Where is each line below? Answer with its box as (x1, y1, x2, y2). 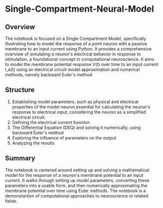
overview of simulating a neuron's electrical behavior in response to (5, 51, 141, 57)
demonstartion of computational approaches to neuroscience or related (5, 193, 148, 199)
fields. (5, 198, 18, 204)
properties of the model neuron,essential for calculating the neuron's (12, 104, 150, 110)
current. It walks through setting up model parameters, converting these (5, 177, 150, 183)
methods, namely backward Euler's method (5, 72, 92, 77)
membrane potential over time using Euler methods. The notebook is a (5, 188, 146, 193)
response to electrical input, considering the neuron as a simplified (12, 109, 146, 115)
